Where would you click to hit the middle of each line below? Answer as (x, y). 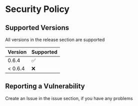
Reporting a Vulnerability (45, 86)
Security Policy (37, 9)
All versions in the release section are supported (55, 39)
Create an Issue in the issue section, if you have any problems (69, 98)
